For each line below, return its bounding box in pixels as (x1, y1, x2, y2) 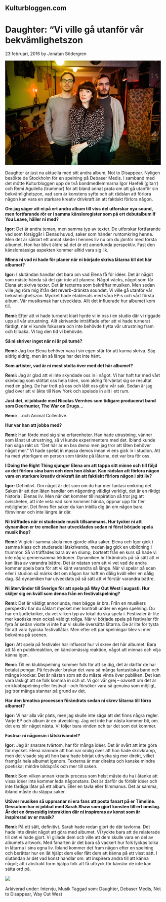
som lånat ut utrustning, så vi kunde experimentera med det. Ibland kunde (5, 437, 156, 443)
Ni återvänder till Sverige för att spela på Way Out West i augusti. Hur (5, 585, 150, 591)
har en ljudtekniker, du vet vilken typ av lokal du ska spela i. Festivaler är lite (5, 611, 160, 617)
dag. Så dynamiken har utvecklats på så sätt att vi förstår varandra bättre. (5, 576, 155, 582)
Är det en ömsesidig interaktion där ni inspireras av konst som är (5, 809, 141, 815)
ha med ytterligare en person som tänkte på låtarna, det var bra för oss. (5, 453, 151, 459)
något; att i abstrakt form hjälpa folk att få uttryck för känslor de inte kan (5, 861, 152, 867)
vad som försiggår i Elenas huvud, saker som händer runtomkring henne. (5, 231, 154, 237)
